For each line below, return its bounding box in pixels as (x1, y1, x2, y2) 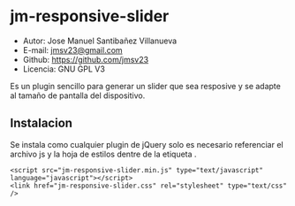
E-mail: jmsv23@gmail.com (22, 44, 123, 55)
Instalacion (10, 116, 73, 131)
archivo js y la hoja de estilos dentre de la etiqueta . (10, 149, 197, 159)
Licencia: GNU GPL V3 (22, 64, 105, 74)
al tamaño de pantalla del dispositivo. (10, 90, 146, 101)
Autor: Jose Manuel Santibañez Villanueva (22, 35, 178, 46)
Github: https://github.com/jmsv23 (22, 54, 149, 65)
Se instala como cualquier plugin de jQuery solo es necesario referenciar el (10, 139, 284, 149)
